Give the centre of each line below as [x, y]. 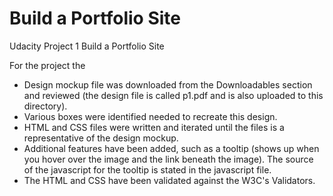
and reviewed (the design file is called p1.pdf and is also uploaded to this [173, 95]
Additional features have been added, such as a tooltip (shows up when [171, 148]
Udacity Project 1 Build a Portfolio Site [87, 46]
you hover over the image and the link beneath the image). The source [168, 159]
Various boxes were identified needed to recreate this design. [150, 116]
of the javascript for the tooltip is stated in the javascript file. [147, 169]
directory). [45, 106]
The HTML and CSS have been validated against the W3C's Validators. [169, 180]
